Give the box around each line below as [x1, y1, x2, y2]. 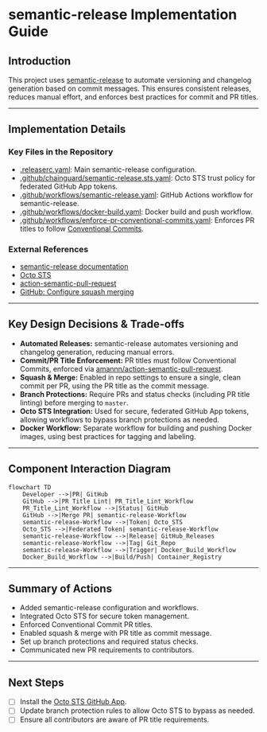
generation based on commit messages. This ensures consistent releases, [8, 84, 252, 93]
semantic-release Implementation [8, 6, 238, 24]
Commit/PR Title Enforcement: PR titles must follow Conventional [19, 356, 237, 365]
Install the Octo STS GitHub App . [19, 697, 127, 707]
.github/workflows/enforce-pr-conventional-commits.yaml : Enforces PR [19, 215, 255, 224]
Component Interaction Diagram [8, 462, 172, 476]
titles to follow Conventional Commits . [19, 224, 145, 233]
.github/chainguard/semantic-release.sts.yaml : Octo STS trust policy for [19, 173, 256, 182]
